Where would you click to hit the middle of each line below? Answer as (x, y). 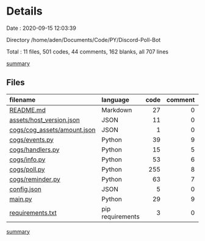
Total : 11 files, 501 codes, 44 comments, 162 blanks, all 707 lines (88, 51)
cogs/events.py (31, 139)
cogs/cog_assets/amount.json (52, 130)
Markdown (117, 110)
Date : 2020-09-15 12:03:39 (41, 28)
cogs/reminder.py (35, 179)
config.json (25, 189)
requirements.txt (33, 212)
